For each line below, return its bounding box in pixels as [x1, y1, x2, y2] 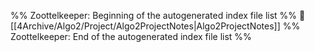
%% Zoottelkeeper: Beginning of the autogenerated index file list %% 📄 [10, 10, 306, 21]
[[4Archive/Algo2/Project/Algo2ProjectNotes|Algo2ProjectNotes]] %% [10, 20, 301, 32]
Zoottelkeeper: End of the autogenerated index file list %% [10, 31, 252, 42]
